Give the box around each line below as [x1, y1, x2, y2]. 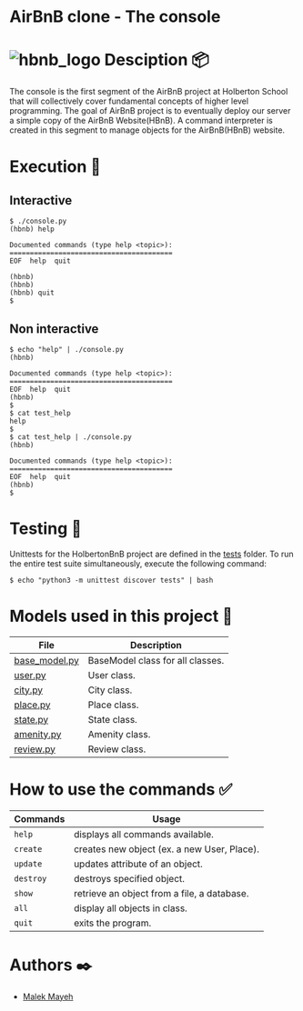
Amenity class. [87, 727, 151, 740]
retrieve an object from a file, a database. [74, 886, 249, 899]
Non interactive [9, 321, 99, 336]
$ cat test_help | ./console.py [9, 432, 132, 442]
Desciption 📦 [104, 50, 209, 70]
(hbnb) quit [9, 288, 55, 297]
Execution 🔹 [9, 156, 102, 177]
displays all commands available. [74, 827, 214, 840]
